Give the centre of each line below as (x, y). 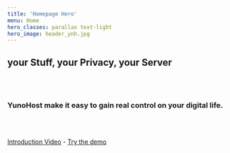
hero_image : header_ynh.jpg (49, 34)
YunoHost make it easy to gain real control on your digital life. (115, 105)
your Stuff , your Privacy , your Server (90, 62)
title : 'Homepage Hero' (42, 14)
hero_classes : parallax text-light (60, 27)
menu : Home (23, 21)
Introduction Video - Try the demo (57, 142)
